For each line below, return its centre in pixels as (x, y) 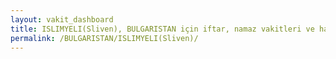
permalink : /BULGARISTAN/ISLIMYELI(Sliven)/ (104, 38)
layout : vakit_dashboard (62, 19)
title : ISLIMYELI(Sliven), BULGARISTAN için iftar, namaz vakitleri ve (162, 29)
